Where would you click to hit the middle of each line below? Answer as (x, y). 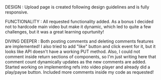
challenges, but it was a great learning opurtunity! (54, 32)
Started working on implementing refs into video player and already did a (78, 67)
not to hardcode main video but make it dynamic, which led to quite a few (78, 27)
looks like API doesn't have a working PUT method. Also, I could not (73, 51)
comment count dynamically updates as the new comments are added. (76, 62)
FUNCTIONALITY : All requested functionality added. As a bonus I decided (79, 22)
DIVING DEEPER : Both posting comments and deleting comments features (79, 41)
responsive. (17, 12)
